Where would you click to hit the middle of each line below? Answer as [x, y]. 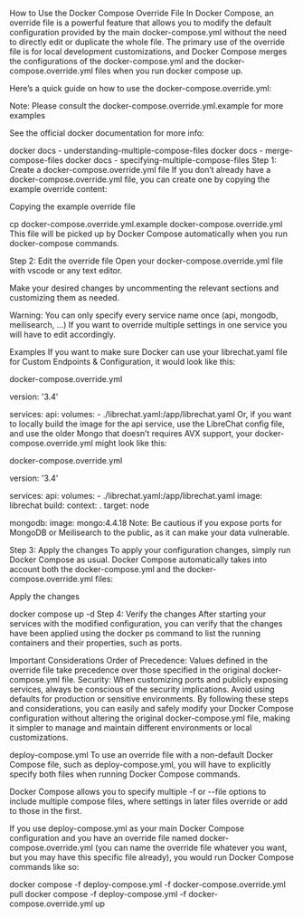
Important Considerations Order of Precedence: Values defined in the [139, 660]
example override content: [58, 189]
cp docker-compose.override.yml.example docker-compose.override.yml [146, 224]
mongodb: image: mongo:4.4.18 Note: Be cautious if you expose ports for [146, 523]
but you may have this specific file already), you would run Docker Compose [152, 857]
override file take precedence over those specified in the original [130, 670]
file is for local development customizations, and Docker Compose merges [148, 52]
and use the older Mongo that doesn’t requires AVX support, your [131, 433]
